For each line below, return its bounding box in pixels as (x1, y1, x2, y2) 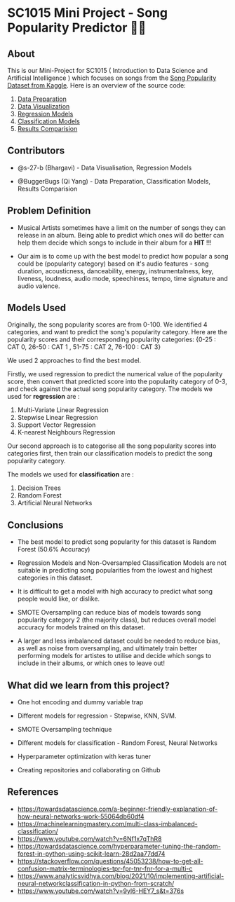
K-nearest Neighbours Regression (17, 428, 116, 437)
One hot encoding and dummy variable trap (17, 698, 144, 706)
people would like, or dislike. (17, 594, 100, 603)
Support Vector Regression (17, 421, 96, 429)
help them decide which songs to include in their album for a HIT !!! (17, 238, 212, 247)
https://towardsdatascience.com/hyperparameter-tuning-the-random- (17, 842, 221, 850)
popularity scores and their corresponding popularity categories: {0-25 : (7, 335, 216, 344)
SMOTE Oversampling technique (17, 725, 112, 734)
